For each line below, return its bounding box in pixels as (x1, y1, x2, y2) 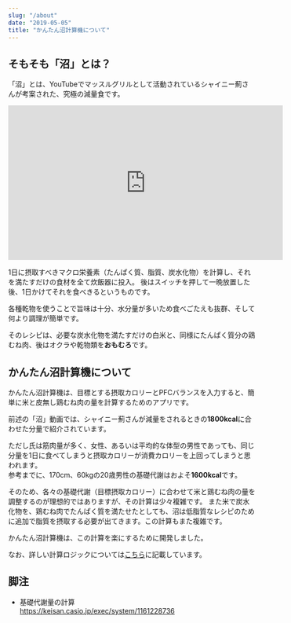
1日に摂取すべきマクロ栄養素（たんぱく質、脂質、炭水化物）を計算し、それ (8, 268, 251, 277)
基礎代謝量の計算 (19, 597, 75, 607)
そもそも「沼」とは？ (8, 57, 111, 71)
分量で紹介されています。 (28, 424, 111, 433)
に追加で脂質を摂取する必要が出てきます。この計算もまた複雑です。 (8, 516, 227, 526)
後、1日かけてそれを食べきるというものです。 (8, 288, 155, 297)
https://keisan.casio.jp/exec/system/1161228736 (19, 606, 175, 615)
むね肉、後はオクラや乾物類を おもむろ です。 (8, 340, 152, 350)
